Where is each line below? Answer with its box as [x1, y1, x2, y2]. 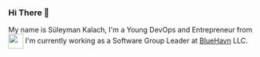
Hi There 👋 [8, 7, 49, 18]
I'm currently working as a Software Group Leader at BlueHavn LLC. [25, 36, 249, 46]
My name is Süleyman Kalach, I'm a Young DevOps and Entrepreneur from [8, 25, 253, 35]
